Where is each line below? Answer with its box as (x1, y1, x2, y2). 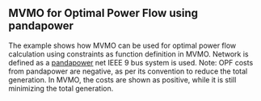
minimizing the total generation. (8, 83, 114, 93)
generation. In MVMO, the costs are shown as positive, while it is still (8, 74, 237, 84)
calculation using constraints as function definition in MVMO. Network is (8, 48, 249, 59)
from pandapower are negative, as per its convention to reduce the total (8, 66, 248, 76)
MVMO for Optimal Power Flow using (8, 6, 199, 20)
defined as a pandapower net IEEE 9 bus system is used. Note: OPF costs (8, 57, 254, 67)
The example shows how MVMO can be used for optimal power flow (8, 40, 237, 50)
